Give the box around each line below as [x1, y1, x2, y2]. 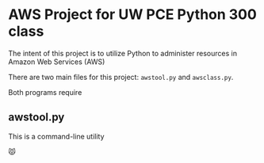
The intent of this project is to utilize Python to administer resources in [8, 48, 238, 58]
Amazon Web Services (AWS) [8, 57, 105, 66]
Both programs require [8, 87, 82, 97]
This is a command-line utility [8, 131, 105, 141]
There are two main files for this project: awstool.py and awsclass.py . [8, 72, 234, 81]
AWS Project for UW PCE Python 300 [8, 6, 258, 24]
